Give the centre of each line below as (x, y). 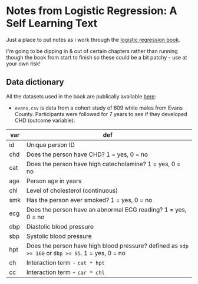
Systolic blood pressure (59, 236)
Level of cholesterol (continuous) (72, 190)
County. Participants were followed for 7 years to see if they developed (101, 114)
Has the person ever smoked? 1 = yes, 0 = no (89, 200)
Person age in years (54, 181)
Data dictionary (35, 82)
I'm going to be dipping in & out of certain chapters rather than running (92, 51)
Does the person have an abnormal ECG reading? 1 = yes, (106, 209)
